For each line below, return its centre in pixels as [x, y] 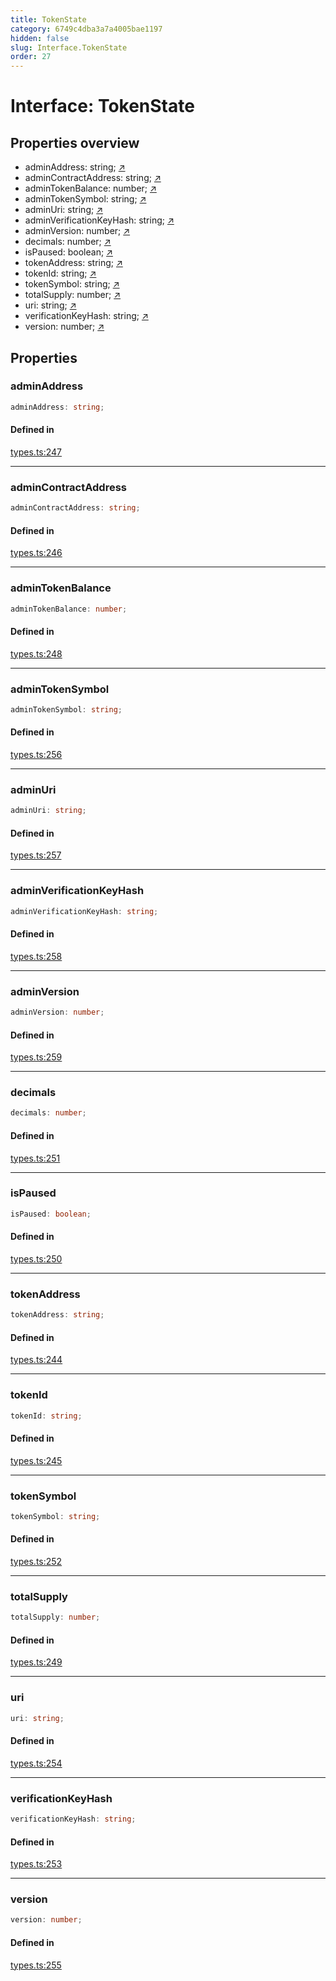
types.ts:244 [36, 1360]
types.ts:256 [36, 755]
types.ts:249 [36, 1662]
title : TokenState [48, 19]
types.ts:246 [36, 553]
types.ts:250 [36, 1258]
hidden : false [40, 38]
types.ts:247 [36, 452]
